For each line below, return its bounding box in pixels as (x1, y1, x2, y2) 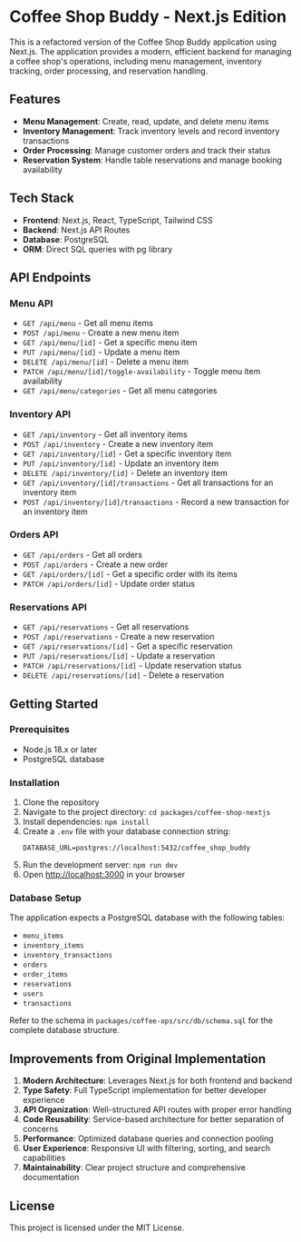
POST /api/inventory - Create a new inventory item (22, 438, 214, 449)
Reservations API (9, 601, 88, 613)
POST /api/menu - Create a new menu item (22, 327, 180, 338)
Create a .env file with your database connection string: (22, 826, 231, 837)
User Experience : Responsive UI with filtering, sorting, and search (22, 1143, 271, 1154)
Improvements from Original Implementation (9, 1051, 266, 1067)
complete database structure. (9, 1025, 120, 1036)
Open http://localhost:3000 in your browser (22, 869, 186, 880)
